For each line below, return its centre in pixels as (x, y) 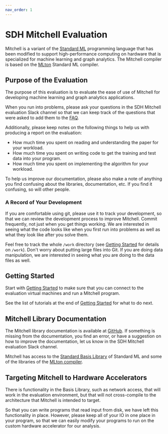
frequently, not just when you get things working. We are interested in (77, 224)
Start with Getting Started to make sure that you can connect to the (74, 288)
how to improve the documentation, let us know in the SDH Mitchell (75, 341)
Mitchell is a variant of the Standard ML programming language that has (79, 49)
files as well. (18, 260)
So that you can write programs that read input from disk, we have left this (82, 410)
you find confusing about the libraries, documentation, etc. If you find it (79, 184)
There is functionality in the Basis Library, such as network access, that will (83, 390)
